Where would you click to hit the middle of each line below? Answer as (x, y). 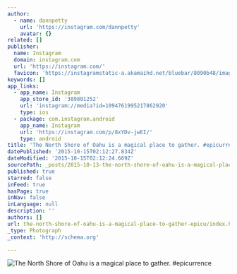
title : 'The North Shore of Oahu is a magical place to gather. (104, 145)
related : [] (25, 40)
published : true (31, 171)
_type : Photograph (34, 230)
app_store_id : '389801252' (60, 100)
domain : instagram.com (47, 60)
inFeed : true (26, 184)
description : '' (31, 211)
